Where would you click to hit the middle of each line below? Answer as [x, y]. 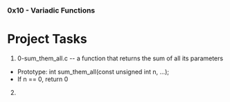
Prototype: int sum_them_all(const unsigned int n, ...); [93, 71]
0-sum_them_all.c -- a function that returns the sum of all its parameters [120, 58]
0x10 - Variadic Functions [51, 10]
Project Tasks [47, 39]
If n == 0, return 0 [43, 79]
